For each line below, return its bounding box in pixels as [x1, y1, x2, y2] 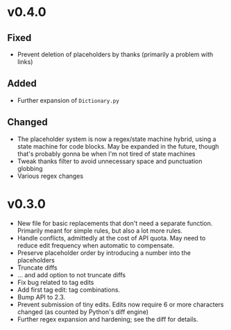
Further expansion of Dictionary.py [17, 96, 119, 104]
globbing [17, 164, 43, 172]
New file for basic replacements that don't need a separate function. [17, 219, 213, 227]
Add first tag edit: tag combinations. [17, 286, 120, 294]
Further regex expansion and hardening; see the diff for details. [17, 315, 198, 323]
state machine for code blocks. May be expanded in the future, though [17, 142, 220, 150]
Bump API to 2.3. [17, 292, 66, 301]
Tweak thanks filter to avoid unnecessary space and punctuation [17, 157, 203, 165]
